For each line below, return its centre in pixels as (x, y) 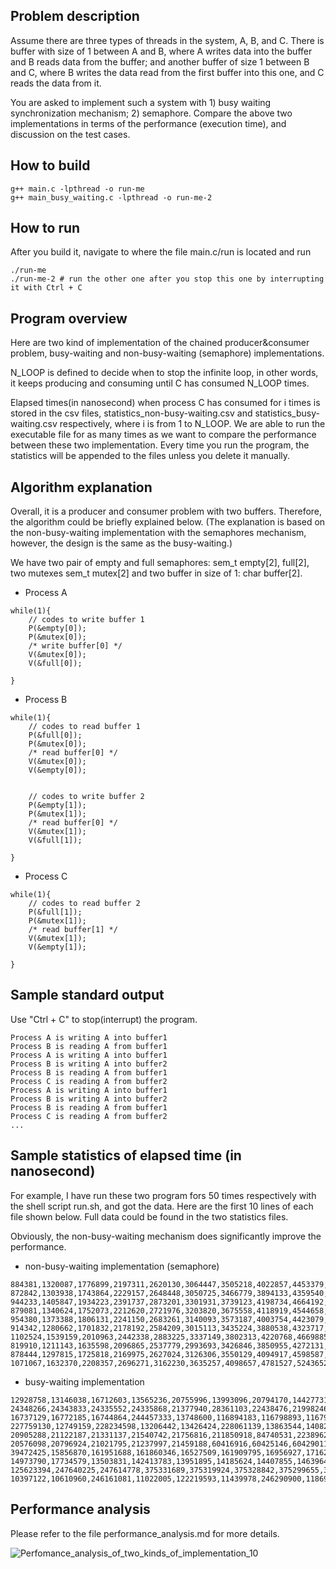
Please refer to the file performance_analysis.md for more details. (145, 1533)
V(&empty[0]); (57, 770)
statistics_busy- (287, 413)
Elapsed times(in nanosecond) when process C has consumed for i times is (165, 403)
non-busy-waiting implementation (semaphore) (122, 1266)
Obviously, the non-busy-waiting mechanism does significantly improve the (166, 1236)
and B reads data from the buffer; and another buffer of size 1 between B (160, 61)
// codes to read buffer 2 (84, 904)
